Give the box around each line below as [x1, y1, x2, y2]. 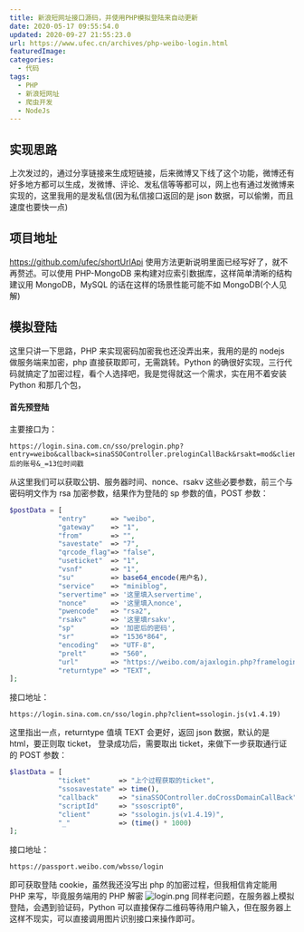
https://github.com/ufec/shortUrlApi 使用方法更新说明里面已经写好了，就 [9, 256, 280, 267]
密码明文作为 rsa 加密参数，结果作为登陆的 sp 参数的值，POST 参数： [9, 487, 269, 499]
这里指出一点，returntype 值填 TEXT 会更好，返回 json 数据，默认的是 [9, 727, 270, 738]
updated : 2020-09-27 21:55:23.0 [9, 30, 131, 39]
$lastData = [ [9, 768, 63, 777]
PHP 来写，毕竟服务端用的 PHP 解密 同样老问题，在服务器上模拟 [9, 890, 295, 902]
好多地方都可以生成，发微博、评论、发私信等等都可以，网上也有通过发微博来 [9, 179, 295, 190]
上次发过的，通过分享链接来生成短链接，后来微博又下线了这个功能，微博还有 [9, 168, 295, 179]
